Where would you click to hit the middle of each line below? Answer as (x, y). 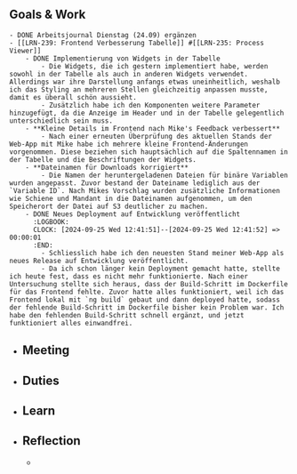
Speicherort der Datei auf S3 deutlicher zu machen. (109, 206)
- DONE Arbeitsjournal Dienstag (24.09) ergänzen (103, 35)
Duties (40, 380)
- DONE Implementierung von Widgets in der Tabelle (123, 58)
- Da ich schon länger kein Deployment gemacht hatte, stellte (161, 269)
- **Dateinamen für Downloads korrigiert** (107, 167)
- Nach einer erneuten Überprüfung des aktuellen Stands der (157, 136)
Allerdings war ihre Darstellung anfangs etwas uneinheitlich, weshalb (144, 82)
